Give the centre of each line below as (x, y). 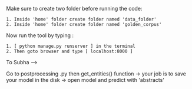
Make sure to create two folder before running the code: (74, 9)
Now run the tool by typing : (40, 35)
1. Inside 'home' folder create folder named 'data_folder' (82, 19)
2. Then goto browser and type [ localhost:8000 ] (69, 51)
